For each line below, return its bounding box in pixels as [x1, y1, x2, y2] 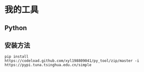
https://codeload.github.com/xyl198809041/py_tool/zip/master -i [4, 59, 139, 63]
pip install [4, 54, 29, 59]
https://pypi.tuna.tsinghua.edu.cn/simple [4, 63, 92, 68]
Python [4, 24, 27, 32]
